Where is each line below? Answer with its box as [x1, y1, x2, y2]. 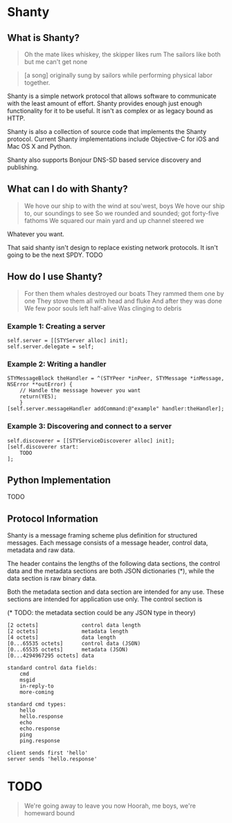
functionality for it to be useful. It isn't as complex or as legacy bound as [7, 107, 213, 115]
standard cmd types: [7, 701, 67, 708]
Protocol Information [7, 513, 98, 524]
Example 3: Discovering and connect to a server [7, 422, 172, 431]
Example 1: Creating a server [7, 321, 106, 331]
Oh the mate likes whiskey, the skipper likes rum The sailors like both [24, 50, 221, 58]
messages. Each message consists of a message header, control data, [7, 539, 208, 547]
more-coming [19, 689, 54, 696]
